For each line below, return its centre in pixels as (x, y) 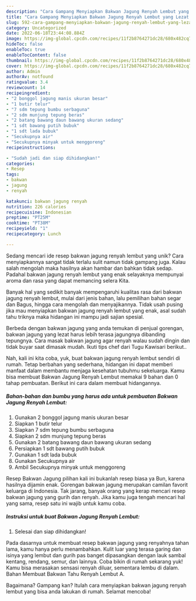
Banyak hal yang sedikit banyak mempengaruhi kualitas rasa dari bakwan (94, 292)
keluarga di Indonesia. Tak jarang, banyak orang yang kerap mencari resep (96, 491)
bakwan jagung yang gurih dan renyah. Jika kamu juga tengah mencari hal (96, 497)
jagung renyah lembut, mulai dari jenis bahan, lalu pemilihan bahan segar (94, 298)
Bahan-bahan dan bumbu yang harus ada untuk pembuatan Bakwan (92, 396)
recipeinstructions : (31, 147)
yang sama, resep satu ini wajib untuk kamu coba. (66, 503)
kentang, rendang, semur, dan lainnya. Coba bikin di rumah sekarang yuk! (94, 561)
